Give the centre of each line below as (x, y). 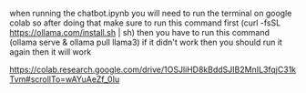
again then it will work (51, 52)
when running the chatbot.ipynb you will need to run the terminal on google (151, 13)
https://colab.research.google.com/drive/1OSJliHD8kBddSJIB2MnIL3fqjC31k (153, 69)
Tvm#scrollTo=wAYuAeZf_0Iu (65, 79)
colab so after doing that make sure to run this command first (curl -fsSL (145, 23)
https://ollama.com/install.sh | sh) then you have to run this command (140, 32)
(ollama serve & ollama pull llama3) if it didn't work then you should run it (146, 42)
